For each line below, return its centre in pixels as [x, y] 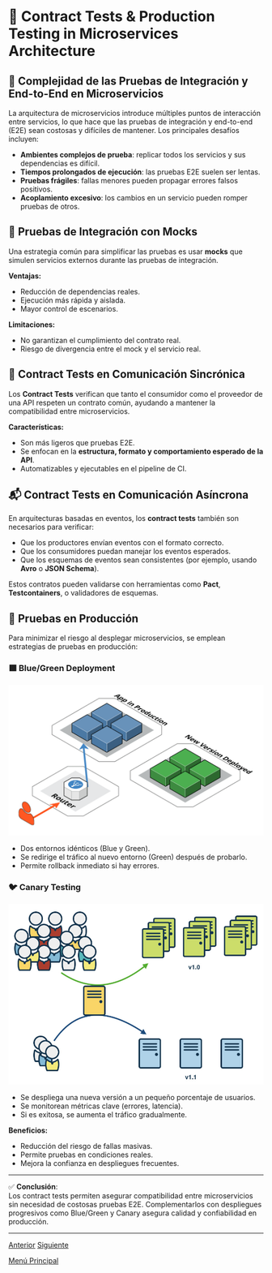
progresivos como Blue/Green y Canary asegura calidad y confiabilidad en [133, 1213]
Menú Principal [34, 1261]
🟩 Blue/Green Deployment [62, 669]
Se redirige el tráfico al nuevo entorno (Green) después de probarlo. [134, 857]
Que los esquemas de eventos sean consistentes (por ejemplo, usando [138, 560]
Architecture [52, 51]
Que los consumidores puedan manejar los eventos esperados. [125, 552]
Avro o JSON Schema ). [59, 569]
